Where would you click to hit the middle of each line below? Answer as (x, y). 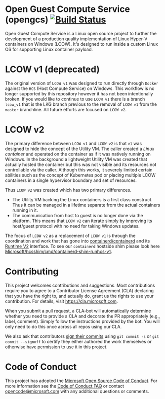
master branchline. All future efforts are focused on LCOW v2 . (66, 109)
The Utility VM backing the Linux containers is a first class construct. (82, 199)
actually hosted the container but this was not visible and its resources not (81, 164)
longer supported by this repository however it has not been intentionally (79, 93)
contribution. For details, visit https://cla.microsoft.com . (62, 301)
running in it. (25, 210)
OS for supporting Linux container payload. (49, 49)
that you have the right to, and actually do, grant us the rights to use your (80, 296)
